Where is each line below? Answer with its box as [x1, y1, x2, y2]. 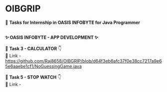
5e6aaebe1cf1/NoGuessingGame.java [5, 63, 82, 69]
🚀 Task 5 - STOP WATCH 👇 [5, 74, 61, 80]
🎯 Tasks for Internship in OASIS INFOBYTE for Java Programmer [5, 19, 141, 25]
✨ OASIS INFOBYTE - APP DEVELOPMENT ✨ [5, 34, 99, 40]
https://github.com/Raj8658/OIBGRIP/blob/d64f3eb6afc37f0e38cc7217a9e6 [5, 58, 162, 64]
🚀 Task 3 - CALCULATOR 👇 [5, 45, 62, 51]
